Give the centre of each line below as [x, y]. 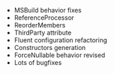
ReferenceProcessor [44, 18]
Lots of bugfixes [38, 62]
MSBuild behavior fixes [48, 10]
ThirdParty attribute [43, 32]
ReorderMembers [40, 25]
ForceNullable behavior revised [59, 55]
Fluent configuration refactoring [61, 40]
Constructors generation [50, 48]
